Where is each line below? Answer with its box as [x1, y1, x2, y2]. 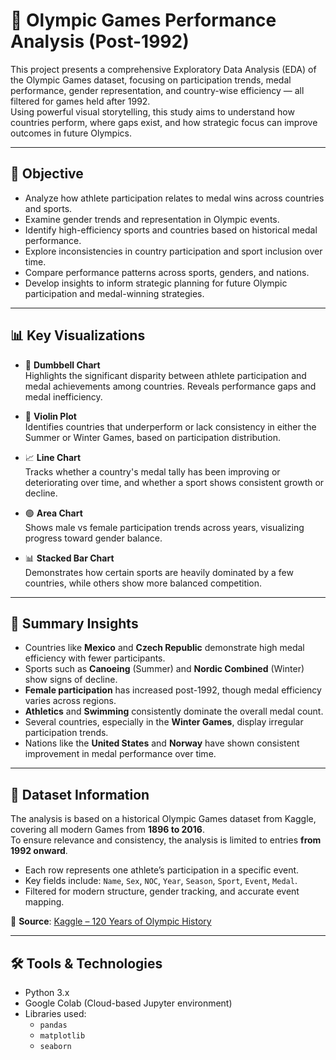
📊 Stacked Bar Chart [24, 552, 115, 564]
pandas [39, 1020, 68, 1030]
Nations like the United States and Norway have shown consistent [24, 737, 300, 749]
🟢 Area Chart [24, 507, 83, 519]
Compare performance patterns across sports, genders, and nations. [24, 266, 310, 278]
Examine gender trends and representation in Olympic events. [24, 213, 280, 225]
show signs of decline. [24, 674, 118, 686]
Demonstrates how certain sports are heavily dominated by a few [24, 566, 294, 578]
